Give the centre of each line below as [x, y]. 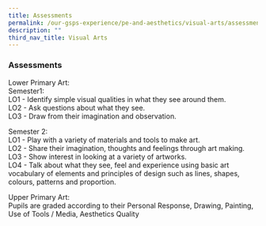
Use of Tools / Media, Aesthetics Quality [74, 213]
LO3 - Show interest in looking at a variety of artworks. [98, 156]
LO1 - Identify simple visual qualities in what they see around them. [117, 99]
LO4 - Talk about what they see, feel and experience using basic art [119, 165]
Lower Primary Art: [39, 82]
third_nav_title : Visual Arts [58, 38]
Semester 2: [28, 131]
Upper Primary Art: [39, 197]
